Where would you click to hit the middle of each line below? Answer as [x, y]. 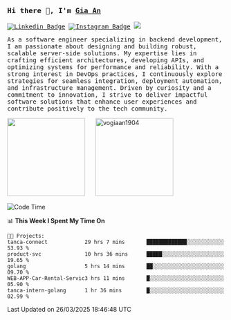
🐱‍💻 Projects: [26, 236]
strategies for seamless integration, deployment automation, [115, 81]
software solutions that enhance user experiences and [102, 102]
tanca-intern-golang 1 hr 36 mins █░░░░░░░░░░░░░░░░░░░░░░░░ [116, 291]
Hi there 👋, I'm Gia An [54, 11]
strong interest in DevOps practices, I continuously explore [115, 74]
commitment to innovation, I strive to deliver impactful [108, 95]
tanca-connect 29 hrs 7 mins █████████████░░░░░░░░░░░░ [116, 242]
